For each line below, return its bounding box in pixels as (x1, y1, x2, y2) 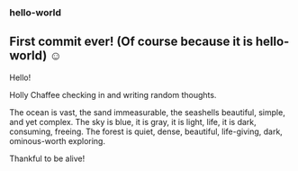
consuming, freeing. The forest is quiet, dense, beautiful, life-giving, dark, (9, 126, 284, 137)
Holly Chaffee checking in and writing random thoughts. (9, 89, 217, 100)
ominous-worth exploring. (9, 135, 106, 146)
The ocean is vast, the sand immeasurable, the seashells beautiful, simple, (9, 106, 285, 118)
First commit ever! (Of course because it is (9, 34, 254, 49)
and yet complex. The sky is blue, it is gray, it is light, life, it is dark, (9, 116, 257, 127)
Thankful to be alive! (9, 153, 86, 164)
